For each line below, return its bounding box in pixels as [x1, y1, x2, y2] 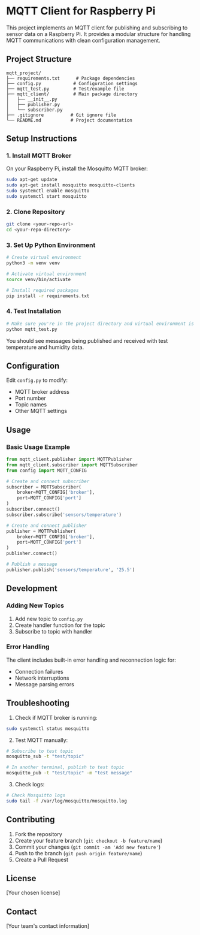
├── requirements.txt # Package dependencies [6, 75, 135, 82]
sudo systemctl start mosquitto [6, 194, 87, 200]
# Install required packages [6, 287, 79, 293]
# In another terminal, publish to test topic [6, 764, 125, 771]
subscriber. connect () [6, 506, 60, 512]
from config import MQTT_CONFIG [6, 467, 87, 473]
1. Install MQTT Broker [6, 152, 72, 160]
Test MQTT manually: [14, 736, 68, 744]
